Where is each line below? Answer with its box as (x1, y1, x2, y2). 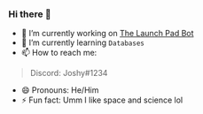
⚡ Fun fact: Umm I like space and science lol (20, 95, 183, 105)
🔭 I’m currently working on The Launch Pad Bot (20, 28, 194, 39)
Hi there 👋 (8, 8, 52, 20)
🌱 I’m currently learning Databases (20, 37, 145, 48)
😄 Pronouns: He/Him (20, 85, 99, 95)
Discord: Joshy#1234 (29, 68, 108, 79)
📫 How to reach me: (20, 48, 98, 58)
